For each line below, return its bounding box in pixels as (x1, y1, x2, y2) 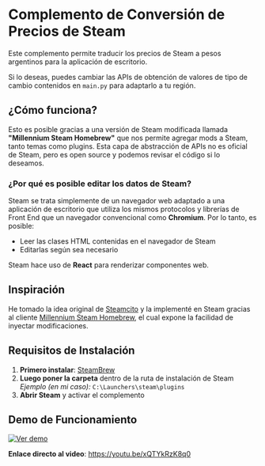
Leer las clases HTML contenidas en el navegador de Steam (19, 237, 216, 246)
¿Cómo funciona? (8, 104, 97, 117)
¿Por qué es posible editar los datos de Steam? (8, 178, 192, 189)
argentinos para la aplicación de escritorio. (8, 57, 148, 66)
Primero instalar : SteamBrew (19, 365, 115, 374)
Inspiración (8, 283, 66, 297)
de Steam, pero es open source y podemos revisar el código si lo (8, 150, 221, 159)
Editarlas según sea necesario (19, 245, 119, 255)
